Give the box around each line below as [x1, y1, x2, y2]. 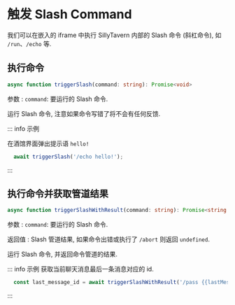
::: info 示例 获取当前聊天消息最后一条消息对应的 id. [7, 265, 154, 274]
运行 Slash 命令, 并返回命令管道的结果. [7, 250, 117, 259]
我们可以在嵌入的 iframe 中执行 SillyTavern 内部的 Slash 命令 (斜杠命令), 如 [7, 31, 222, 39]
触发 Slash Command [7, 6, 132, 22]
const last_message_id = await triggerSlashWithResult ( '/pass [13, 279, 199, 286]
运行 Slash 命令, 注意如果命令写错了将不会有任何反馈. [7, 109, 161, 118]
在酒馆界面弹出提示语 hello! [7, 139, 90, 148]
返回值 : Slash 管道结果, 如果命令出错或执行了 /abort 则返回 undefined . [7, 235, 210, 243]
